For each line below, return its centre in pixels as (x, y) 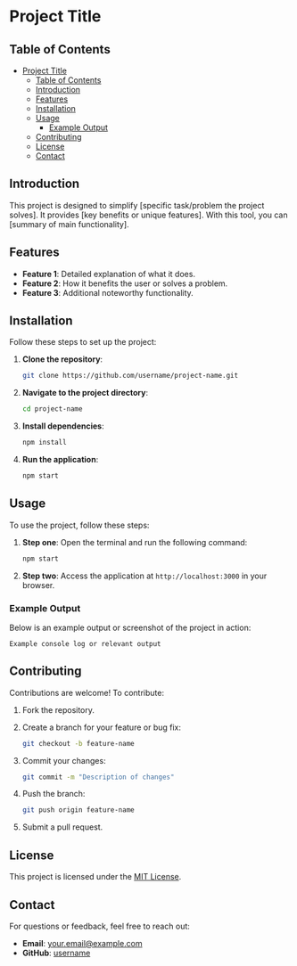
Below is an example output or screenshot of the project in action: (130, 627)
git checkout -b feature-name (78, 743)
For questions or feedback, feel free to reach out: (99, 926)
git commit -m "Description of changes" (98, 777)
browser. (38, 585)
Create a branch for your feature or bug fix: (101, 727)
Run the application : (60, 460)
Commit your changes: (64, 760)
